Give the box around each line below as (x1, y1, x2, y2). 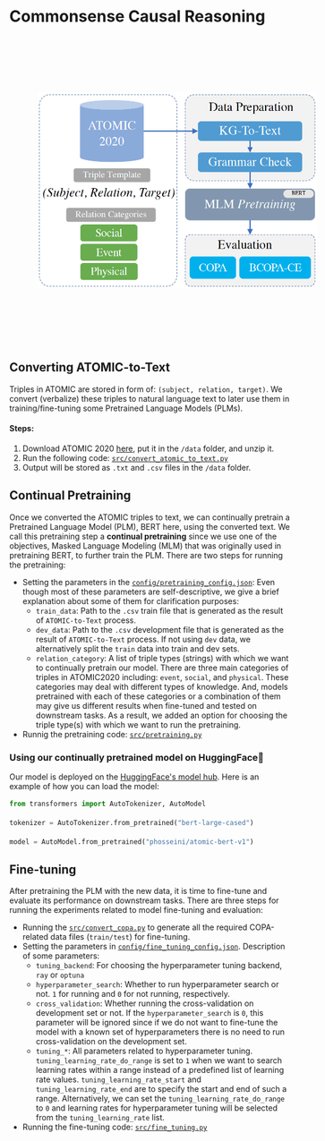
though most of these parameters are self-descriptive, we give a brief (21, 586, 279, 597)
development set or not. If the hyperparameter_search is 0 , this (35, 1008, 264, 1018)
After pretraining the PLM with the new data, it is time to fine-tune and (9, 886, 268, 897)
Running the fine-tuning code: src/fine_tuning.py (21, 1121, 208, 1133)
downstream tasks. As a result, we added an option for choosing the (35, 710, 288, 720)
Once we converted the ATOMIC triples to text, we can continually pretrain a (9, 512, 291, 523)
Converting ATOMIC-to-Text (9, 360, 170, 375)
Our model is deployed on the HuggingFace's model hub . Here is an (9, 771, 260, 782)
